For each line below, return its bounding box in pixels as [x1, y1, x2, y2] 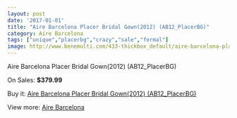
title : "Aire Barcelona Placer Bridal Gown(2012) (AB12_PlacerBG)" [7, 23, 210, 30]
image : [7, 43, 27, 50]
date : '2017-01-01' [7, 17, 65, 24]
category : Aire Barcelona [7, 29, 83, 37]
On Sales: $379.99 [7, 76, 63, 84]
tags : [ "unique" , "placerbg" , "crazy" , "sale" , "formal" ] [7, 37, 169, 44]
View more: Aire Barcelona [7, 103, 85, 111]
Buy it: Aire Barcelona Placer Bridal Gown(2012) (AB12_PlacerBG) [7, 89, 197, 98]
